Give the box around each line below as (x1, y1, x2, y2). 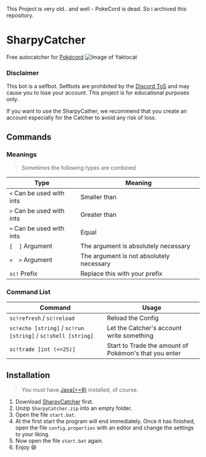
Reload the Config (107, 314, 159, 322)
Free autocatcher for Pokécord (6, 53, 84, 61)
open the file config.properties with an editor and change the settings (15, 424, 194, 431)
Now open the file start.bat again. (15, 437, 104, 445)
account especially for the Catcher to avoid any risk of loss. (6, 114, 156, 121)
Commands (6, 132, 52, 142)
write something (107, 331, 154, 340)
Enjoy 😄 (15, 444, 37, 451)
